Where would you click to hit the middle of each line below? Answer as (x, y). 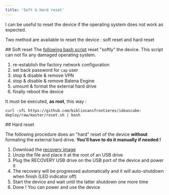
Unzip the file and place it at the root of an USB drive (68, 154)
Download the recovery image (44, 149)
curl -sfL (16, 110)
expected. (16, 30)
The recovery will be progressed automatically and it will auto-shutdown (88, 171)
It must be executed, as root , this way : (46, 101)
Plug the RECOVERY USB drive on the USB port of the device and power (88, 160)
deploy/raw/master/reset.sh (35, 115)
